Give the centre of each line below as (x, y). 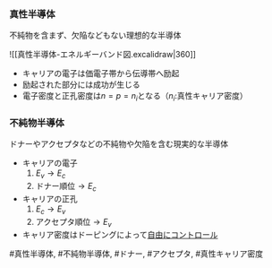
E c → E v (51, 210)
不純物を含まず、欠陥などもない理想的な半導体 (95, 35)
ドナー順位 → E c (66, 187)
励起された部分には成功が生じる (81, 85)
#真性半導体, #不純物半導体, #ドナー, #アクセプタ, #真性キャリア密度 (136, 254)
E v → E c (51, 174)
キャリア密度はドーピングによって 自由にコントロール (120, 234)
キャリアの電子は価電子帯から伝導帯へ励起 (101, 73)
